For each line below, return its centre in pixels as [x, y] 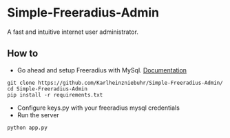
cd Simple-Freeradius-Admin [48, 89]
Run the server [38, 115]
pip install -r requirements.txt [55, 95]
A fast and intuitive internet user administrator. [73, 32]
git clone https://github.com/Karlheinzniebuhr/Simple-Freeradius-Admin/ [115, 83]
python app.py [28, 128]
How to [23, 53]
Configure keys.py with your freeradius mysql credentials [98, 108]
